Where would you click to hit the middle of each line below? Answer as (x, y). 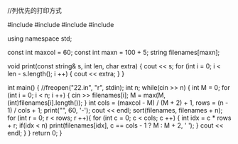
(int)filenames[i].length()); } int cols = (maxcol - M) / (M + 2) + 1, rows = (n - (118, 103)
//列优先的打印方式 (35, 10)
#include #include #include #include (61, 25)
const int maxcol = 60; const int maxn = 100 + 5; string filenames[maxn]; (114, 52)
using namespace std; (40, 38)
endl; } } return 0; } (35, 133)
